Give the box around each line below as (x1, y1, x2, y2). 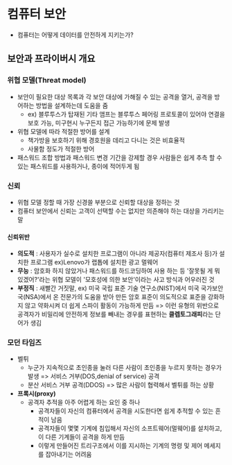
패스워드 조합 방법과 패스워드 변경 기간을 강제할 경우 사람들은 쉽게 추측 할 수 (17, 153, 223, 162)
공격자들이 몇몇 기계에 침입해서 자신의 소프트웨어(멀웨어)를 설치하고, (37, 424, 222, 432)
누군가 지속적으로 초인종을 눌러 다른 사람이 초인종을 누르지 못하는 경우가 (27, 364, 222, 372)
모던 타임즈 (7, 338, 42, 348)
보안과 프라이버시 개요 (7, 53, 96, 65)
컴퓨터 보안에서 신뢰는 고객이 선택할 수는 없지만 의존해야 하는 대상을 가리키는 (17, 206, 225, 215)
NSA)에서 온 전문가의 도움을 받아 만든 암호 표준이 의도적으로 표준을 (25, 293, 206, 301)
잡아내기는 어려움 (45, 450, 92, 459)
